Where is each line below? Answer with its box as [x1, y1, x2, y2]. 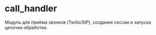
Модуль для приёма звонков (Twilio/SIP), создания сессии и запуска [4, 19, 152, 25]
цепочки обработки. [4, 24, 48, 30]
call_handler [4, 3, 57, 14]
